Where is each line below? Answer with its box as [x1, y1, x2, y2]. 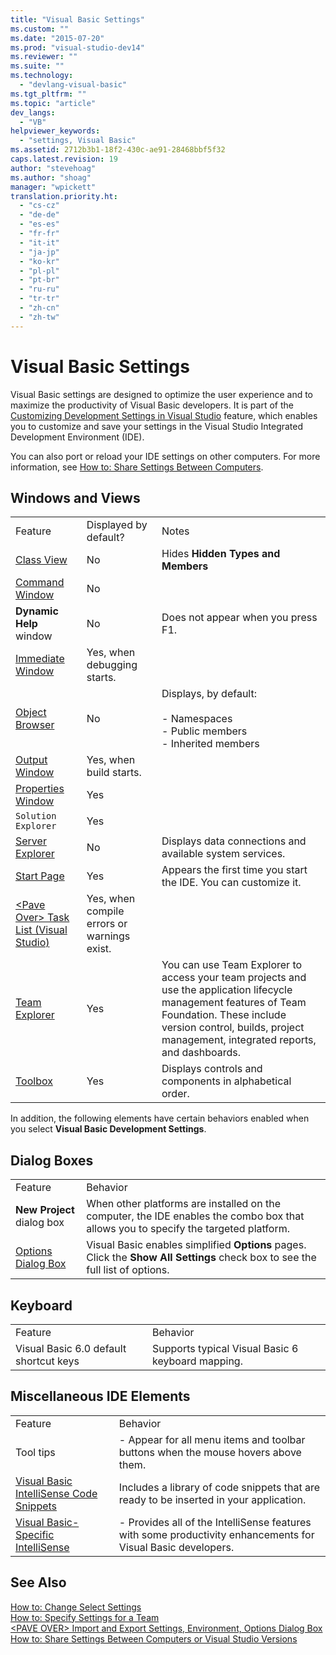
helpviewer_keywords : [10, 126, 101, 136]
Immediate [15, 652, 65, 666]
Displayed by [86, 518, 148, 532]
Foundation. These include [161, 1008, 287, 1022]
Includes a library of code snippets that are [118, 1480, 321, 1494]
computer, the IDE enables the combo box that [86, 1209, 305, 1223]
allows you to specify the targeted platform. [86, 1222, 290, 1236]
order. [161, 1087, 190, 1101]
